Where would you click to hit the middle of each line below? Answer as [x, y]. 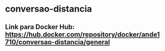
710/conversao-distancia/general [58, 42]
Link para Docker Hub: [40, 27]
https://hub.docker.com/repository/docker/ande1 [82, 34]
